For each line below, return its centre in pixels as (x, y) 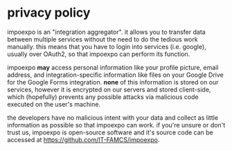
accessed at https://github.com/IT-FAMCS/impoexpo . (83, 139)
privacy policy (49, 13)
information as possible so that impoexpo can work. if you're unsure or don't (116, 125)
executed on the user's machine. (54, 104)
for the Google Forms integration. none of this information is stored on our (113, 82)
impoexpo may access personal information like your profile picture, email (113, 67)
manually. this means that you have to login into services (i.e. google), (107, 46)
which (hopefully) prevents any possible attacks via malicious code (103, 97)
